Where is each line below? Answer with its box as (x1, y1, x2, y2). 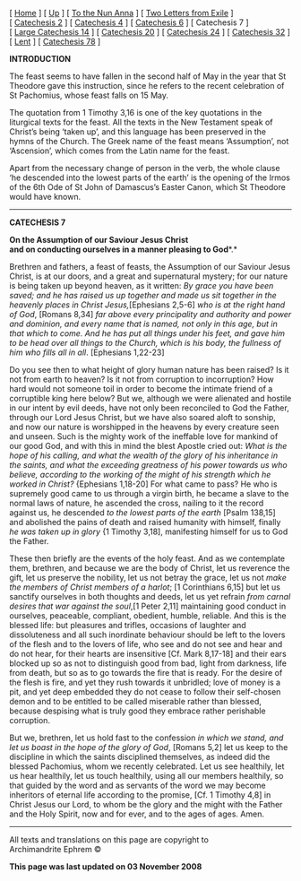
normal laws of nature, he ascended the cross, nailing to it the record (9, 497, 264, 508)
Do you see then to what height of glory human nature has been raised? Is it (9, 365, 289, 375)
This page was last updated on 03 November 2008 (9, 861, 202, 872)
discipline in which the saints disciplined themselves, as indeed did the (9, 752, 271, 762)
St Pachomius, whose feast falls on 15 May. (9, 90, 168, 100)
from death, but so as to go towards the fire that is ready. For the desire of (9, 668, 283, 678)
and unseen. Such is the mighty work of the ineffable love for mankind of (9, 431, 279, 442)
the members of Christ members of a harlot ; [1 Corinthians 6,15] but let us (9, 582, 280, 592)
